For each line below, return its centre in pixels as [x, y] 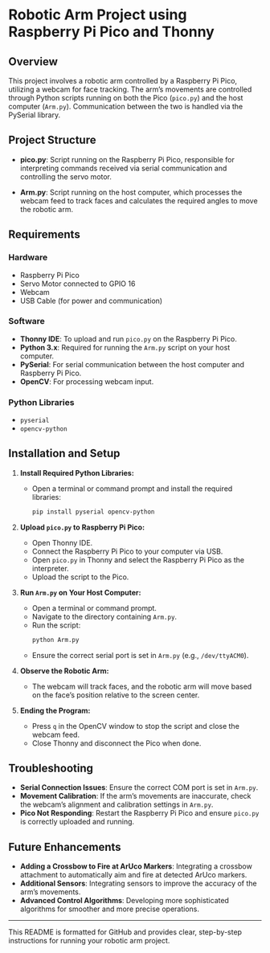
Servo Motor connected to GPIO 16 [78, 284]
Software [27, 321]
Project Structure [52, 140]
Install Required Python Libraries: [77, 472]
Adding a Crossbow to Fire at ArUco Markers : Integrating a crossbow [136, 866]
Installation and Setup [64, 454]
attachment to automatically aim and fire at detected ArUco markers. [133, 875]
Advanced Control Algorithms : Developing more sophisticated [124, 901]
